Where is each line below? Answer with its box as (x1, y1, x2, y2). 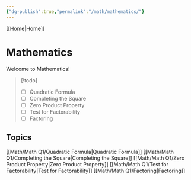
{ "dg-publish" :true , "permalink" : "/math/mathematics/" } (6, 8, 145, 15)
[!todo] (20, 76, 37, 83)
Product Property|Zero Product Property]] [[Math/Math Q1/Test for (6, 160, 169, 168)
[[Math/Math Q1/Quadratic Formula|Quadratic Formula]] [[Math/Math (6, 148, 174, 155)
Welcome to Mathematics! (6, 65, 70, 72)
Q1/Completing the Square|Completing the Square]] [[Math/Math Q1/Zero (6, 155, 185, 162)
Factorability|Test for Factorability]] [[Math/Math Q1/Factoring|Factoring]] (6, 167, 186, 174)
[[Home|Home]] (6, 25, 45, 32)
